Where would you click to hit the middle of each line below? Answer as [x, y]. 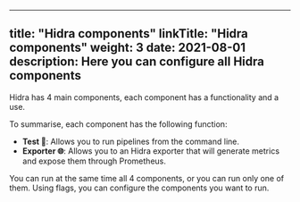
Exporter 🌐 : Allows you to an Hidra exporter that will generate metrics [150, 151]
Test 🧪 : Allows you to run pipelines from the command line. [130, 141]
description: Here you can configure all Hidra [137, 62]
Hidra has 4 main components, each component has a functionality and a [144, 97]
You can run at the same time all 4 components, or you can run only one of [147, 178]
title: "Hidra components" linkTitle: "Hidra [129, 34]
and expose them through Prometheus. [94, 161]
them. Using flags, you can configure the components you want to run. [139, 188]
